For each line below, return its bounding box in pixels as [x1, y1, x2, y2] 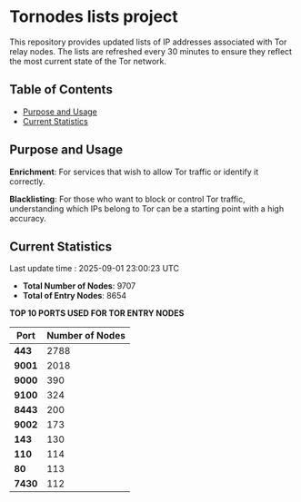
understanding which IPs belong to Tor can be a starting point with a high [9, 202, 285, 214]
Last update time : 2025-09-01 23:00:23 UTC [9, 263, 180, 274]
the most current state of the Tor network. [9, 55, 166, 66]
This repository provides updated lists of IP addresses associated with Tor [9, 36, 287, 47]
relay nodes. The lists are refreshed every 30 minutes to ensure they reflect [9, 45, 293, 56]
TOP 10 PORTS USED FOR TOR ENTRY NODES [9, 308, 185, 319]
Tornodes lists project [9, 6, 179, 27]
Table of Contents [9, 82, 114, 97]
